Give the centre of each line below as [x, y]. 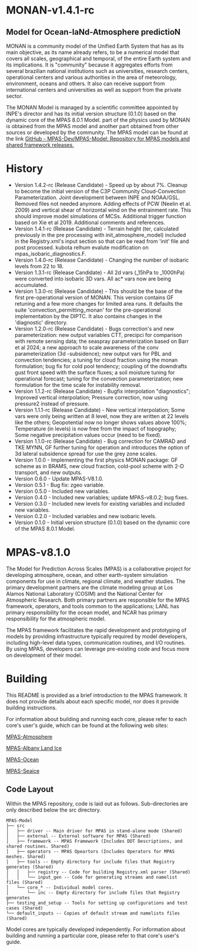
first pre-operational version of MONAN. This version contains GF [94, 297]
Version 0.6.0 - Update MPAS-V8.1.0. [59, 478]
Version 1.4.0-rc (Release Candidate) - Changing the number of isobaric [102, 260]
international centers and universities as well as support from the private [94, 90]
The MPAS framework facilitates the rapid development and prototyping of [96, 630]
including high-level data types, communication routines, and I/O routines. [96, 642]
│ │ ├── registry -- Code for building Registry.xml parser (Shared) [98, 872]
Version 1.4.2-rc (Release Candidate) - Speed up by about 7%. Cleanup [101, 185]
